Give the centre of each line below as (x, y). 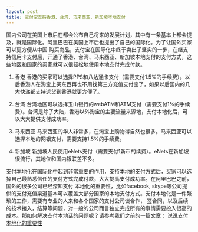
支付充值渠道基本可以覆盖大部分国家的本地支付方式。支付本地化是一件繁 (104, 193)
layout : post (22, 12)
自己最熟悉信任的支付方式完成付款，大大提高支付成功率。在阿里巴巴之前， (101, 178)
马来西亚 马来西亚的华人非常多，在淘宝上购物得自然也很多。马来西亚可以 (103, 131)
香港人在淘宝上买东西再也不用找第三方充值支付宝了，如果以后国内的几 (105, 84)
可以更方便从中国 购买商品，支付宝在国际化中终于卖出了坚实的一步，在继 (95, 49)
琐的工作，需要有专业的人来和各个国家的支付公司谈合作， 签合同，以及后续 (97, 201)
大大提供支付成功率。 (46, 119)
